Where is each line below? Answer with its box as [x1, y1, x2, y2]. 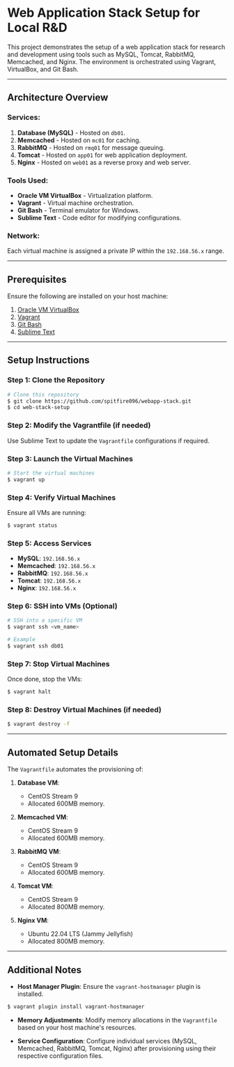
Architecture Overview [7, 92, 109, 104]
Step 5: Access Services [7, 538, 92, 548]
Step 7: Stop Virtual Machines [7, 659, 110, 668]
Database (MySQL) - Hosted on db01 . [17, 128, 125, 137]
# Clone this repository [7, 391, 79, 398]
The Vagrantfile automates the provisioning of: [7, 765, 144, 774]
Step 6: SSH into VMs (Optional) [7, 601, 118, 611]
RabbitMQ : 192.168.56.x [17, 569, 88, 578]
